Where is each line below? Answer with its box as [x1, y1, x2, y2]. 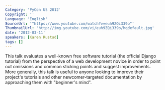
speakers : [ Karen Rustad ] [5, 35, 59, 40]
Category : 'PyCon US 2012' [5, 7, 61, 12]
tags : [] [5, 40, 23, 45]
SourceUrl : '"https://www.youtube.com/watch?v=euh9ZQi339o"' [5, 21, 135, 26]
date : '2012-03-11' [5, 30, 46, 35]
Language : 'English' [5, 16, 48, 21]
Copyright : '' [5, 12, 35, 17]
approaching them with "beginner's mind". [5, 79, 92, 85]
